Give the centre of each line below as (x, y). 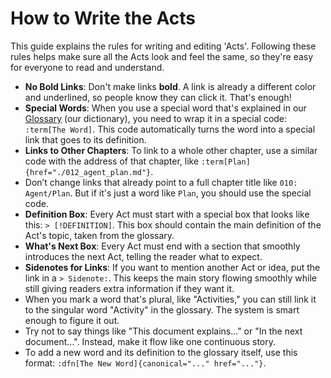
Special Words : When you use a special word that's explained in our (165, 108)
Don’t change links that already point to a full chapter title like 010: (161, 182)
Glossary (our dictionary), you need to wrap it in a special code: (156, 118)
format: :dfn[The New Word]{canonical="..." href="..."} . (145, 363)
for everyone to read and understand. (87, 67)
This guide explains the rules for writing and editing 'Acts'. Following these (163, 46)
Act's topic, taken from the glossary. (99, 235)
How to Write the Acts (103, 18)
